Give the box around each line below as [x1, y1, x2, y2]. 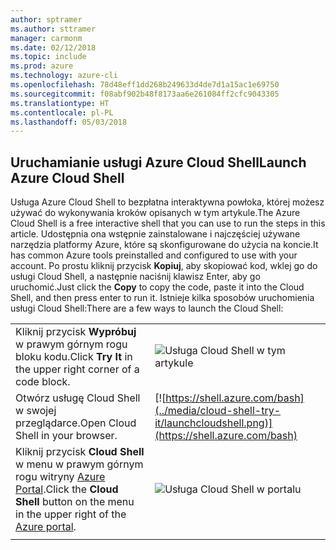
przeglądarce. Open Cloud [15, 416, 137, 430]
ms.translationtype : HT [10, 98, 110, 108]
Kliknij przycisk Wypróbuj [15, 325, 137, 339]
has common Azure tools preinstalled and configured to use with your [10, 249, 298, 261]
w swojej [15, 404, 57, 418]
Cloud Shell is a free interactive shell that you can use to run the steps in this [10, 217, 326, 230]
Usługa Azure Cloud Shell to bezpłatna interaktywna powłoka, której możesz [10, 196, 325, 208]
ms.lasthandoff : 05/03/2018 [10, 117, 128, 127]
